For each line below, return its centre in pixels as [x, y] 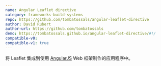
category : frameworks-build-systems [44, 15]
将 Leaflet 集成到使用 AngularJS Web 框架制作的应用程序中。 [69, 58]
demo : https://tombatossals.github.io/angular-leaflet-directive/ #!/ [81, 34]
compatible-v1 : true [27, 43]
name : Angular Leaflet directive [41, 10]
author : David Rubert [28, 24]
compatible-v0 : [21, 39]
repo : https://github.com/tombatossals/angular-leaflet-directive [77, 19]
